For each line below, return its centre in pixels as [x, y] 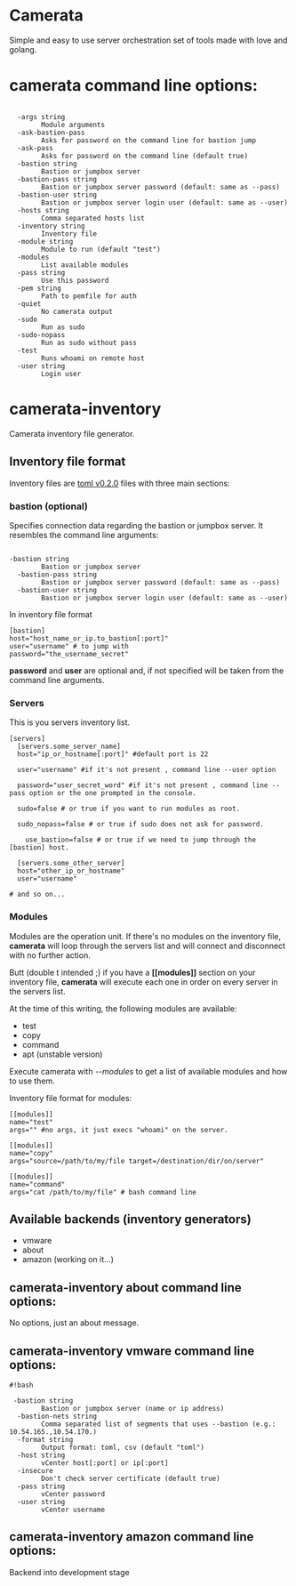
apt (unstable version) [62, 1054]
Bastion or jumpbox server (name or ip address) [133, 1408]
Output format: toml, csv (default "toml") [123, 1447]
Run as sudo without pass [89, 342]
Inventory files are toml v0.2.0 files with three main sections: [120, 483]
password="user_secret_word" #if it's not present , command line [143, 785]
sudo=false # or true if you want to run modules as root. [129, 809]
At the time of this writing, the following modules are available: [123, 1008]
